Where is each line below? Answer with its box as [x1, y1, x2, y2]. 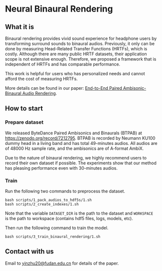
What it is [5, 23, 34, 31]
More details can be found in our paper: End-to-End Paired [5, 85, 122, 91]
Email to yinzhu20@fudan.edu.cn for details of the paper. [5, 260, 119, 266]
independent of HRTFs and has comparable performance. [5, 62, 120, 67]
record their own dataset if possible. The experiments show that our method [5, 160, 157, 166]
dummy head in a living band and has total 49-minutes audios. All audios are [5, 140, 158, 146]
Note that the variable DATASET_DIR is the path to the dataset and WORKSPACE [5, 210, 153, 216]
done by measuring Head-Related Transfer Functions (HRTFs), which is [5, 46, 147, 51]
